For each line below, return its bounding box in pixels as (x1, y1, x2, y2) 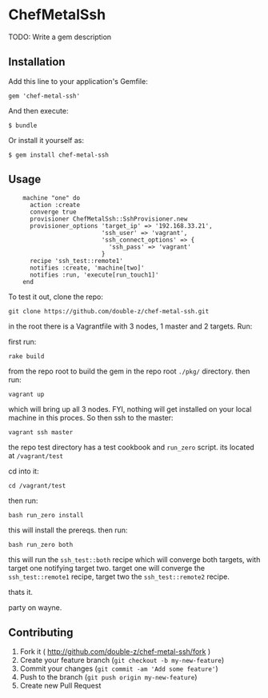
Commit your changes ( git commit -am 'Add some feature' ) (19, 664, 218, 673)
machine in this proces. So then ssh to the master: (8, 413, 174, 422)
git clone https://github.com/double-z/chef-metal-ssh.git (8, 307, 210, 315)
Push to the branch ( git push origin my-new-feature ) (19, 672, 198, 682)
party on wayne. (8, 602, 62, 612)
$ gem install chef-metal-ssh (8, 150, 110, 159)
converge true (29, 208, 78, 216)
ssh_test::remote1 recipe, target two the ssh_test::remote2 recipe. (8, 572, 230, 581)
